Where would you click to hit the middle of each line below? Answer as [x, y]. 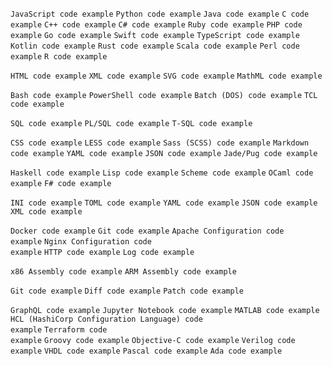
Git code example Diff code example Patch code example [127, 291]
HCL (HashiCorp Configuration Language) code [106, 319]
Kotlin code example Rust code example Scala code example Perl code [155, 46]
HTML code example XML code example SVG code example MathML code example [166, 76]
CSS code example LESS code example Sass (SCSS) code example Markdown [160, 143]
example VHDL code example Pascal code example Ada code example [146, 351]
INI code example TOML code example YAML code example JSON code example [164, 203]
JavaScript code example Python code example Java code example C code [160, 14]
